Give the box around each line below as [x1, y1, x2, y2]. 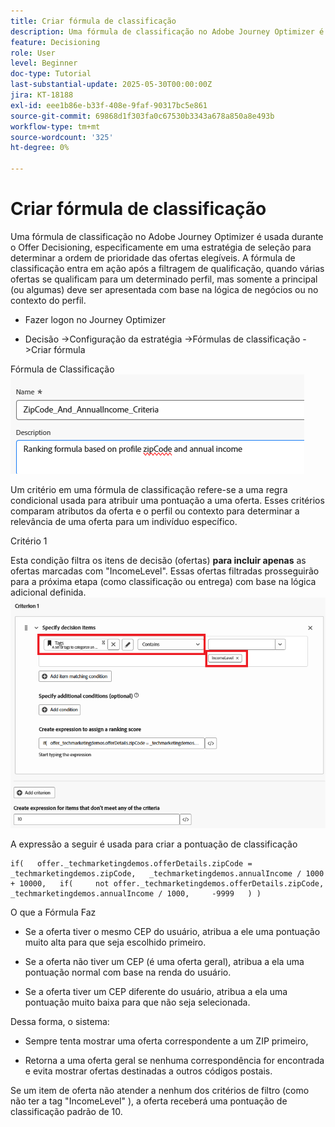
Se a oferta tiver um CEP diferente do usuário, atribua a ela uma [24, 985, 288, 997]
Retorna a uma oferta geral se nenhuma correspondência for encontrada [24, 1054, 325, 1066]
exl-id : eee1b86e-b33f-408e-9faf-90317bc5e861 [10, 100, 208, 110]
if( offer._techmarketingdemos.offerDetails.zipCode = [10, 858, 253, 869]
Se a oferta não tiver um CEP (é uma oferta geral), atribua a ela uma [24, 955, 305, 967]
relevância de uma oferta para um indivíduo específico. [10, 515, 238, 527]
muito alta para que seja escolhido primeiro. [24, 936, 207, 948]
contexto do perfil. [10, 294, 87, 306]
